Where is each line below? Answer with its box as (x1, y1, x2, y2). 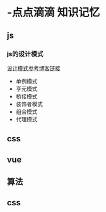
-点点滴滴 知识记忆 (7, 5, 100, 19)
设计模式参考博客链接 (7, 65, 60, 72)
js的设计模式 (7, 49, 44, 58)
